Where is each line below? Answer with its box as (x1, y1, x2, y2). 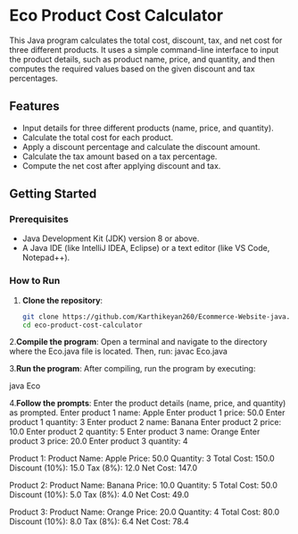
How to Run (9, 274, 61, 287)
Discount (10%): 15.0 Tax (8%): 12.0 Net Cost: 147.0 (9, 463, 198, 473)
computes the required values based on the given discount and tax (9, 63, 256, 74)
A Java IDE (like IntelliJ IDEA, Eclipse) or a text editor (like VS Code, (21, 243, 270, 254)
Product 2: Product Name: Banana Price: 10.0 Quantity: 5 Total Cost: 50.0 (9, 480, 278, 491)
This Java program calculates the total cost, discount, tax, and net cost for (9, 35, 283, 46)
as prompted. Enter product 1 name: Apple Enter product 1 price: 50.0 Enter (9, 407, 286, 418)
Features (9, 99, 60, 114)
